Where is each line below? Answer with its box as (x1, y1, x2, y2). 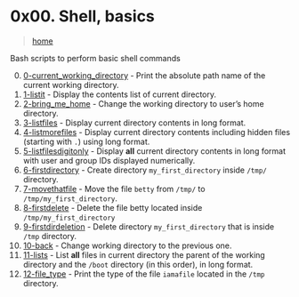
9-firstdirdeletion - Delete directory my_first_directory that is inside (22, 221, 275, 232)
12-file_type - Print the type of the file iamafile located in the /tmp (22, 269, 265, 279)
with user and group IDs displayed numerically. (22, 155, 196, 165)
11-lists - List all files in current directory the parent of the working (22, 249, 265, 260)
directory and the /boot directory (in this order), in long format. (22, 259, 254, 269)
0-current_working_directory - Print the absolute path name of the (22, 69, 266, 81)
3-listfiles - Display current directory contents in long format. (22, 117, 246, 128)
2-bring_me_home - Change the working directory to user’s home (22, 98, 265, 108)
